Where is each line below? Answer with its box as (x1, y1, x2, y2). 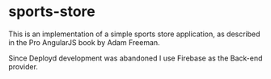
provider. (8, 61, 39, 71)
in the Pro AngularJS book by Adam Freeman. (8, 37, 160, 47)
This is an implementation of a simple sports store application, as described (8, 29, 260, 39)
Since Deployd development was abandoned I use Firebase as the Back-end (8, 53, 263, 63)
